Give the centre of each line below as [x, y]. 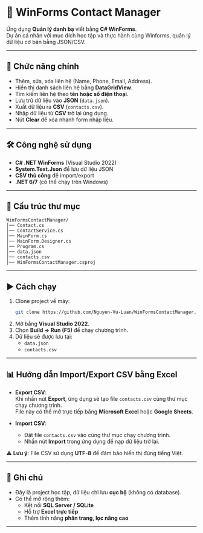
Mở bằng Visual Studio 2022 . [52, 324]
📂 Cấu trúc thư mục [43, 206]
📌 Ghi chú [25, 478]
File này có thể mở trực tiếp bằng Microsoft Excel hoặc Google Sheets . [104, 411]
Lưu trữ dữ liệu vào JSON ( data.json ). [62, 100]
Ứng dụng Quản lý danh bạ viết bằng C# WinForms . [72, 29]
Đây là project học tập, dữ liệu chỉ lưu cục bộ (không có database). [98, 492]
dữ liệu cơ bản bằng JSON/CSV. [46, 42]
